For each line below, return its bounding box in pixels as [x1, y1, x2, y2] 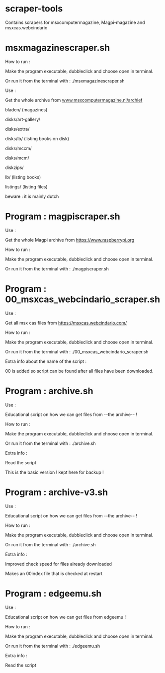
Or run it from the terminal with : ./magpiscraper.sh [5, 265, 109, 271]
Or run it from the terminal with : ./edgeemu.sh [5, 643, 100, 649]
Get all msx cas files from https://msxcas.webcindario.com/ [5, 320, 127, 326]
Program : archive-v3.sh [5, 487, 108, 498]
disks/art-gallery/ [5, 116, 41, 122]
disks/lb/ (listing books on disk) [5, 135, 70, 142]
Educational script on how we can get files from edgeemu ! [5, 614, 126, 620]
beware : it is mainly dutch [5, 193, 59, 199]
